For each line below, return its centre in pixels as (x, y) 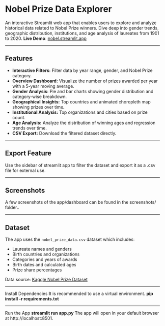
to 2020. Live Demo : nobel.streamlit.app (46, 38)
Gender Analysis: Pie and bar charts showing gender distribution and (83, 91)
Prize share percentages (37, 270)
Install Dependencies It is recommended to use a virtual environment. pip (79, 293)
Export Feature (28, 153)
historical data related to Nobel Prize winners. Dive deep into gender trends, (82, 28)
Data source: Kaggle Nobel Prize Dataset (46, 280)
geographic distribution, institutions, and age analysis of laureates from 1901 (82, 33)
